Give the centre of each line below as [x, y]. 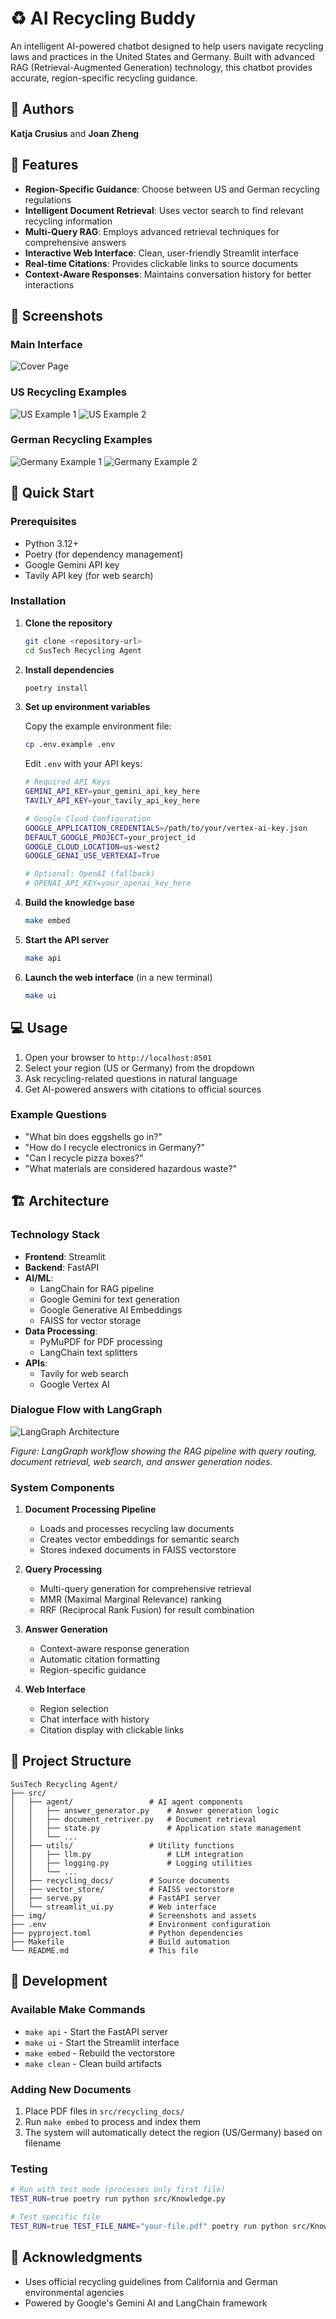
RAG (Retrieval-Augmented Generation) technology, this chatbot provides [161, 67]
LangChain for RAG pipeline [97, 1288]
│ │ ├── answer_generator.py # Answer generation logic [145, 1810]
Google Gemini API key [72, 564]
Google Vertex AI [74, 1384]
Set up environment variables [87, 707]
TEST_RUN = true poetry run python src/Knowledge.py [118, 2199]
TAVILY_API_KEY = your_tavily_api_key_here [112, 801]
